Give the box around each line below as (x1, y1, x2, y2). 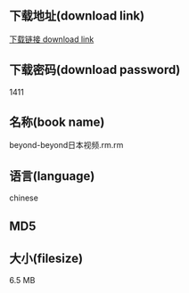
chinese (9, 192, 38, 203)
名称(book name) (9, 115, 105, 130)
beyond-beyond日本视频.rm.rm (9, 140, 124, 151)
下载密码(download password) (9, 62, 181, 77)
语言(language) (9, 168, 95, 183)
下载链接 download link (9, 34, 94, 45)
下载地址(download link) (9, 8, 145, 24)
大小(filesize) (9, 251, 83, 266)
